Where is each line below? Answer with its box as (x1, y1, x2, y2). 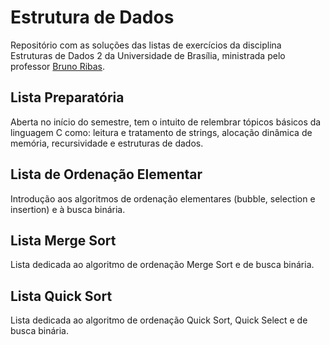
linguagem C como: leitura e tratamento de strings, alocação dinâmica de (10, 126, 313, 138)
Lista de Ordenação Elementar (10, 166, 203, 183)
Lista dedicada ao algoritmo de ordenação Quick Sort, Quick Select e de (10, 314, 308, 326)
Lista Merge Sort (10, 232, 117, 249)
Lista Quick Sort (10, 287, 113, 305)
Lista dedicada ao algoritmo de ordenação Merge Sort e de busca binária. (10, 259, 315, 271)
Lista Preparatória (10, 89, 125, 106)
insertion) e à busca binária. (10, 203, 126, 215)
